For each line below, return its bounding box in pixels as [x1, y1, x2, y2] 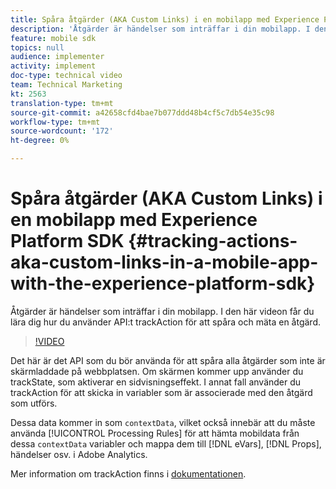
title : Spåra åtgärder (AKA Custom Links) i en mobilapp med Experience [10, 14, 320, 25]
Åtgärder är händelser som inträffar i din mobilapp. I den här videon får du [10, 305, 315, 317]
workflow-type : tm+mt [10, 117, 101, 127]
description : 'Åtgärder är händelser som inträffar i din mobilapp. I [10, 24, 311, 34]
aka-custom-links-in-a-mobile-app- [10, 251, 319, 274]
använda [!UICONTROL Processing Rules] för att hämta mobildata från [10, 427, 300, 439]
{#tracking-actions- [128, 230, 298, 253]
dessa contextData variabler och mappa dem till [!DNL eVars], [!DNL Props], [10, 437, 322, 450]
